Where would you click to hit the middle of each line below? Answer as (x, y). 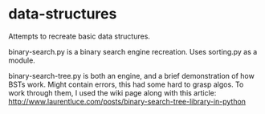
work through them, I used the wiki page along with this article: (112, 92)
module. (22, 60)
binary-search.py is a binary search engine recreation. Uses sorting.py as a (133, 51)
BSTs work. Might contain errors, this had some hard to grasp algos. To (126, 84)
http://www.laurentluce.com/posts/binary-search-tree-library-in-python (127, 101)
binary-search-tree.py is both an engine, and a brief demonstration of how (131, 75)
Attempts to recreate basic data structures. (79, 36)
